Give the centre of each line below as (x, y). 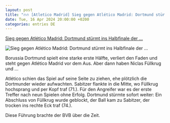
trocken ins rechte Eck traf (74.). (39, 106)
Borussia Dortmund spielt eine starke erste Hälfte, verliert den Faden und (81, 58)
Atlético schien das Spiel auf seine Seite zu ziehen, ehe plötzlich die (76, 78)
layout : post (19, 10)
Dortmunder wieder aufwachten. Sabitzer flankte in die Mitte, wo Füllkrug (82, 84)
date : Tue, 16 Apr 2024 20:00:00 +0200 (47, 19)
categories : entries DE (30, 24)
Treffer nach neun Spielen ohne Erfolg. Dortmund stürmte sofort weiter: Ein (83, 95)
